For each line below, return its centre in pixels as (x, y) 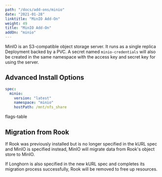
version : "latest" (33, 98)
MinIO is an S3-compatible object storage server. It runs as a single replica (81, 46)
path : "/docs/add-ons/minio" (35, 10)
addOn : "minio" (21, 32)
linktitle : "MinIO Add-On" (33, 19)
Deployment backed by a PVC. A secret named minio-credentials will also (81, 52)
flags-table (16, 117)
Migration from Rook (37, 132)
